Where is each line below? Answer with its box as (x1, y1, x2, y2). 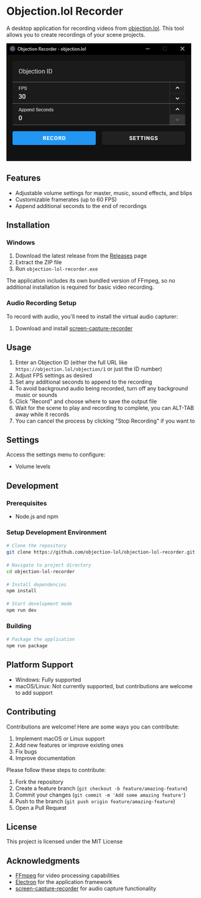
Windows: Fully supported (15, 676, 81, 683)
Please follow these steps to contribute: (6, 766, 106, 773)
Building (6, 622, 32, 630)
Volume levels (15, 463, 51, 470)
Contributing (6, 707, 56, 717)
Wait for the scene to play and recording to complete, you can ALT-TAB (15, 404, 194, 411)
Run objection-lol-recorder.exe (15, 265, 98, 273)
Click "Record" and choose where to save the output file (15, 398, 157, 405)
